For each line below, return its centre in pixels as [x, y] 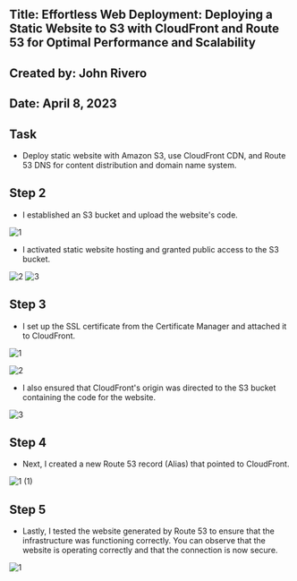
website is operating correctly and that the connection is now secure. [150, 551]
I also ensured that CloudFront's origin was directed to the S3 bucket [149, 388]
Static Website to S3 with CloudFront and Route [144, 29]
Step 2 [28, 193]
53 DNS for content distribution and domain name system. [129, 165]
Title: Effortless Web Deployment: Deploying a [141, 15]
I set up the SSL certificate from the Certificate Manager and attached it [154, 326]
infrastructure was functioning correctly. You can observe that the [144, 541]
